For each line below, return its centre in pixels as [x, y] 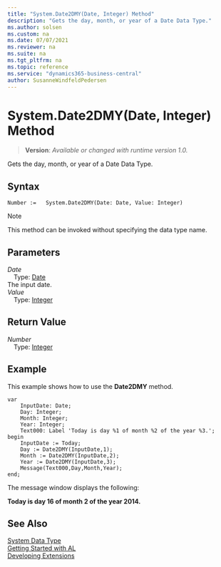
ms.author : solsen [35, 27]
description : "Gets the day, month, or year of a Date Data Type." [110, 21]
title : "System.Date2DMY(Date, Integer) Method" [81, 14]
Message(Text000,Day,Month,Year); [71, 468]
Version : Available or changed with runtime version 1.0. [106, 150]
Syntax [24, 186]
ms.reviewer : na [31, 47]
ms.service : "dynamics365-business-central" [74, 73]
